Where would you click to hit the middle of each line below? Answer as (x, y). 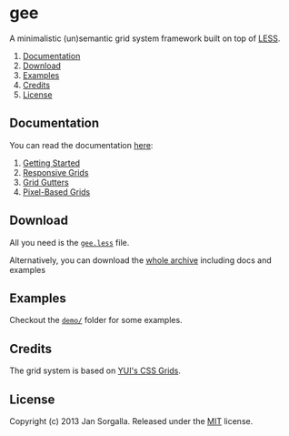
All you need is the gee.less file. (70, 242)
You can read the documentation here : (81, 145)
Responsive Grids (55, 172)
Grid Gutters (46, 182)
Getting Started (51, 163)
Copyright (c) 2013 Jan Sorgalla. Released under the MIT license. (131, 421)
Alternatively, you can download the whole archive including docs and (140, 260)
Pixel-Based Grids (56, 192)
